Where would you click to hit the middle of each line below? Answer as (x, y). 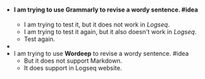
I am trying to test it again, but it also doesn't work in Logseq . (110, 32)
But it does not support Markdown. (73, 61)
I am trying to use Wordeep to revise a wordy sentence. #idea (101, 54)
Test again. (39, 39)
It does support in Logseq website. (73, 68)
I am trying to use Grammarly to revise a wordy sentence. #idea (106, 10)
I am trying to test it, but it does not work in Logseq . (97, 25)
